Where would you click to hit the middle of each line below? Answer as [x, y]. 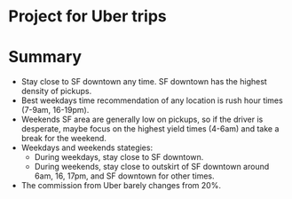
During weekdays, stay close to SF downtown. [119, 157]
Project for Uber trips [87, 16]
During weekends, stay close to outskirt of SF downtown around [152, 167]
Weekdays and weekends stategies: [87, 147]
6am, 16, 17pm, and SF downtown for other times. [124, 176]
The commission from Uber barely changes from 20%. [121, 186]
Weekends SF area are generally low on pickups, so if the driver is [142, 119]
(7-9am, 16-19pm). [55, 110]
